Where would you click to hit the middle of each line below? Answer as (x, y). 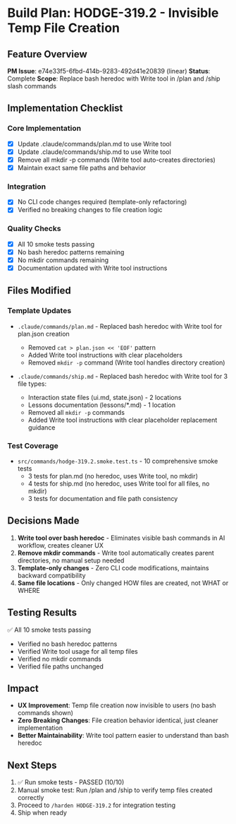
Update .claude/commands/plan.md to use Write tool (94, 143)
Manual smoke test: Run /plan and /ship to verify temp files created (115, 790)
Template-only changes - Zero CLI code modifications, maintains (113, 567)
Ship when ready (42, 813)
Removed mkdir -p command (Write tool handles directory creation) (126, 363)
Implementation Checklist (65, 108)
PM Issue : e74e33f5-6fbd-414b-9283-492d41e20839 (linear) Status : (109, 71)
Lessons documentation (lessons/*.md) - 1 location (102, 405)
